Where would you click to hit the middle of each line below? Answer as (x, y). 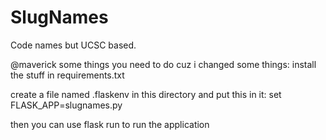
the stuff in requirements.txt (67, 75)
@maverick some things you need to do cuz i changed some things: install (163, 64)
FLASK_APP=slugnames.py (66, 105)
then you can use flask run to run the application (110, 124)
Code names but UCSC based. (73, 45)
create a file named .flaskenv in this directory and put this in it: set (146, 94)
